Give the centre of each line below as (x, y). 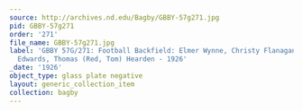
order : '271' (34, 34)
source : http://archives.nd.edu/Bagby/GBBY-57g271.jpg (115, 17)
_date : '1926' (36, 68)
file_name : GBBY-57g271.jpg (62, 43)
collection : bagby (44, 92)
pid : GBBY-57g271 (42, 26)
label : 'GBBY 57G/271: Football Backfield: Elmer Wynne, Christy (134, 51)
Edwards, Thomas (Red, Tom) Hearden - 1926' (102, 59)
